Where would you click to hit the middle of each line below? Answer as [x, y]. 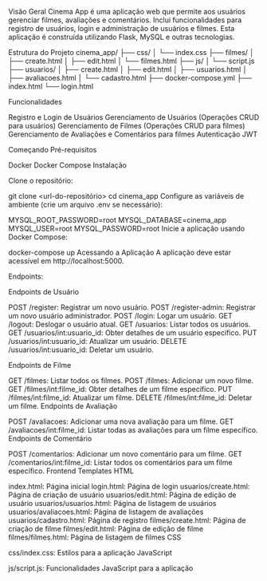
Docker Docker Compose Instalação [68, 165]
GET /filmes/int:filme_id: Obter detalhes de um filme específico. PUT [120, 389]
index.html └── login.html [51, 86]
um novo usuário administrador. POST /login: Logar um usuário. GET [120, 316]
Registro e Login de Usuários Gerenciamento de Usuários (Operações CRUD [134, 117]
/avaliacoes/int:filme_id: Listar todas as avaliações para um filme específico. [133, 430]
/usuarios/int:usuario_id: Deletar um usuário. [81, 350]
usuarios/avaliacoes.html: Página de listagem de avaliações [106, 512]
